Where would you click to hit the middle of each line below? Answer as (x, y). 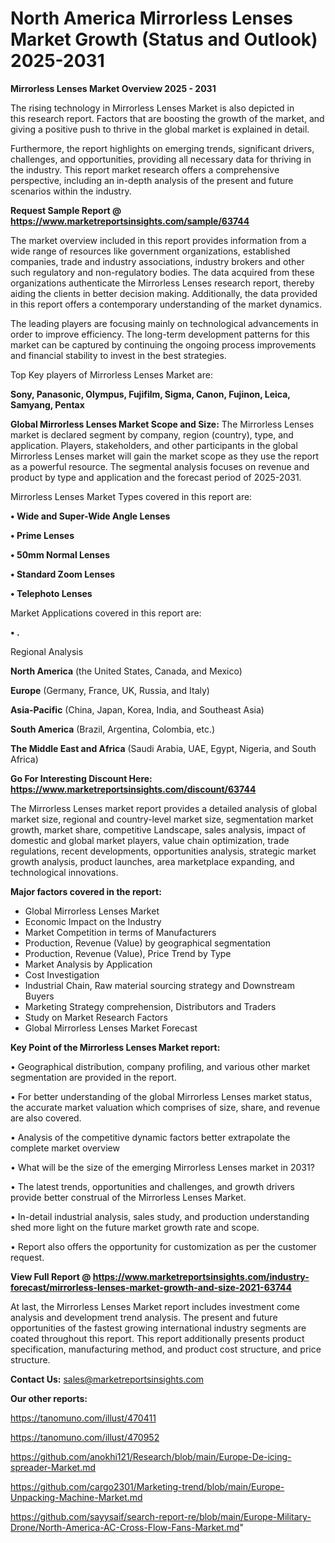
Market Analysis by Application (88, 964)
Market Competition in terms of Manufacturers (120, 932)
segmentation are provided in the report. (93, 1077)
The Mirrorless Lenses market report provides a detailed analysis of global (164, 808)
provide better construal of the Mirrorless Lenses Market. (128, 1197)
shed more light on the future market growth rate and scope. (135, 1227)
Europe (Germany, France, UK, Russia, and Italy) (110, 690)
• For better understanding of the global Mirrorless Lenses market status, (161, 1096)
